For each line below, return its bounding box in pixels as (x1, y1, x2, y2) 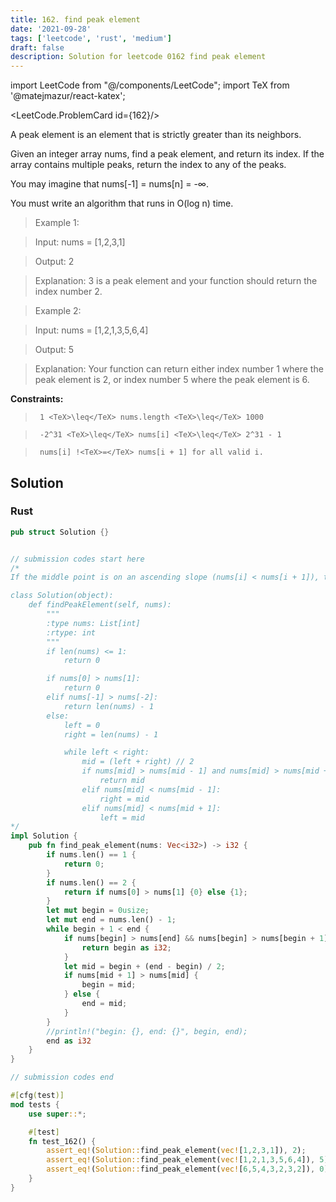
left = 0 (63, 720, 101, 730)
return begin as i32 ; (81, 942, 172, 953)
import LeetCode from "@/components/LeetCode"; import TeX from (10, 79, 290, 91)
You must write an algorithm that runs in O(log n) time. (10, 197, 234, 210)
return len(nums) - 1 (63, 701, 155, 711)
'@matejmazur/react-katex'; (10, 90, 126, 102)
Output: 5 (34, 344, 75, 356)
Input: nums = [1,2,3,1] (34, 236, 126, 248)
